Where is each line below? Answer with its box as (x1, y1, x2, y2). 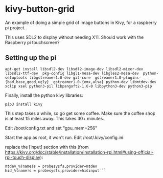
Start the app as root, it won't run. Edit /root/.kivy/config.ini (5, 134, 124, 140)
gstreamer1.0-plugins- (94, 75, 141, 80)
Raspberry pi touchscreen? (5, 39, 60, 45)
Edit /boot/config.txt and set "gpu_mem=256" (5, 125, 97, 131)
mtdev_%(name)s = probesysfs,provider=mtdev (5, 164, 97, 169)
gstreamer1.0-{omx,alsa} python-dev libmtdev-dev (53, 79, 157, 84)
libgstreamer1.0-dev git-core (29, 75, 91, 80)
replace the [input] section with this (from (5, 144, 89, 150)
